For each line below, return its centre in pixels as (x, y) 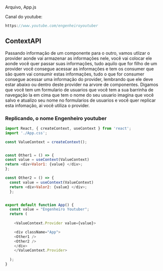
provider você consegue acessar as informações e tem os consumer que (80, 69)
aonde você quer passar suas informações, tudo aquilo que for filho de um (81, 63)
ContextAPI (23, 41)
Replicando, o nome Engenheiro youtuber (56, 118)
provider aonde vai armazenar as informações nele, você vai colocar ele (79, 58)
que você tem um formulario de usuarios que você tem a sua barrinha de (79, 90)
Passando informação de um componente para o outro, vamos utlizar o (78, 53)
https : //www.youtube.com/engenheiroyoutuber (52, 26)
